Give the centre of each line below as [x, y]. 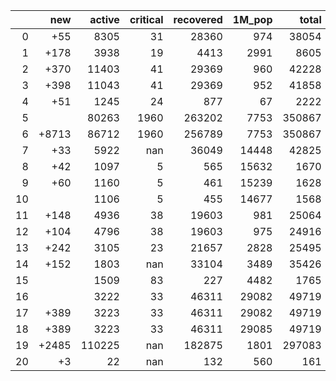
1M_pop [252, 19]
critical [146, 19]
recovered [198, 19]
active [104, 19]
